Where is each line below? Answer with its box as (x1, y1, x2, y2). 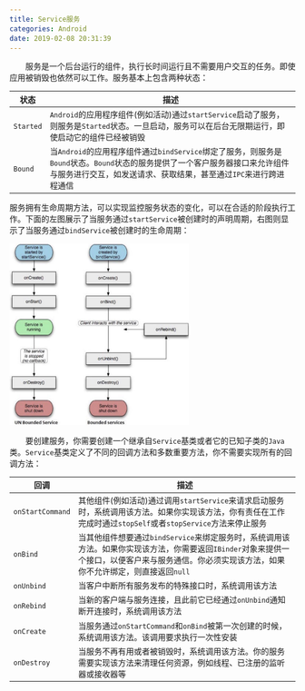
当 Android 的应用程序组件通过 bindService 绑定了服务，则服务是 (49, 146, 282, 157)
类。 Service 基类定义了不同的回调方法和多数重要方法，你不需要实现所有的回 (9, 446, 293, 458)
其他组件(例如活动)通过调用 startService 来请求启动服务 (78, 495, 285, 506)
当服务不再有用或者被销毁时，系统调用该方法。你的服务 (78, 646, 286, 656)
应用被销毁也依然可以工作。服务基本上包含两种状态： (9, 73, 209, 84)
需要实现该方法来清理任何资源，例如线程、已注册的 (78, 656, 270, 667)
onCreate (13, 627, 47, 637)
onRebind (13, 601, 47, 610)
